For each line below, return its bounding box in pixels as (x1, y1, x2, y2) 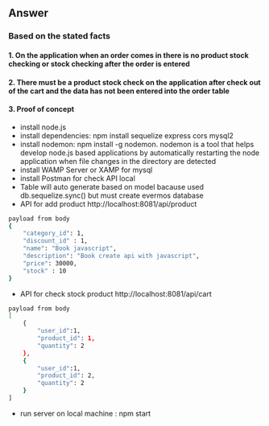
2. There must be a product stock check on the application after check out (8, 77, 261, 87)
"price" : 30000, (23, 259, 78, 268)
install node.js (19, 122, 67, 132)
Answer (8, 6, 49, 20)
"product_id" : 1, (37, 334, 95, 342)
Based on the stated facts (8, 31, 111, 42)
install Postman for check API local (19, 173, 135, 183)
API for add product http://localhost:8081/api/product (19, 199, 197, 208)
